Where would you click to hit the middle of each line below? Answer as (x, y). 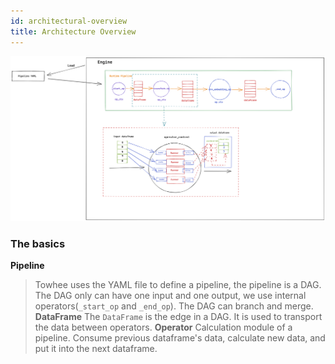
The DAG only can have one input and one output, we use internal (170, 296)
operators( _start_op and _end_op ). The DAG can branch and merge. (174, 306)
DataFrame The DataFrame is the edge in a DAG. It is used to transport (178, 317)
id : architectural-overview (69, 21)
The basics (38, 243)
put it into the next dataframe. (96, 349)
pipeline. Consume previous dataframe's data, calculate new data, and (180, 338)
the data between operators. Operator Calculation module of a (163, 327)
